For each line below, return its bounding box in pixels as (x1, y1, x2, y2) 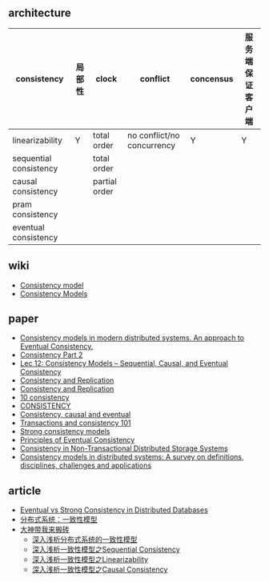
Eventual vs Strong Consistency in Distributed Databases (19, 505, 208, 515)
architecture (8, 6, 72, 20)
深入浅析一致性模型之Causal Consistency (31, 564, 168, 575)
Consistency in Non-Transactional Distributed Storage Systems (19, 444, 228, 453)
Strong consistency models (19, 427, 110, 436)
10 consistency (19, 392, 70, 403)
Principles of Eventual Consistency (19, 435, 135, 445)
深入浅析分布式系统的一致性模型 (31, 535, 138, 544)
